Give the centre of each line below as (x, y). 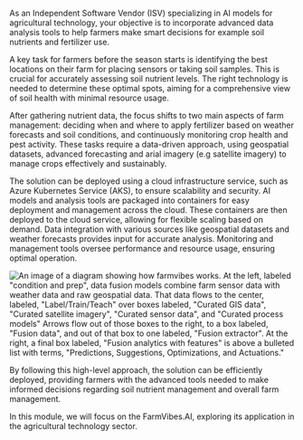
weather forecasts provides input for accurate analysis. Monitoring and (142, 239)
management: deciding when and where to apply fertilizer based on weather (151, 125)
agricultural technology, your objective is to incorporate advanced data (142, 23)
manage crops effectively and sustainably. (88, 163)
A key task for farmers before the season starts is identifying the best (139, 59)
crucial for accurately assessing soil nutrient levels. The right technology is (149, 79)
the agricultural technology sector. (73, 426)
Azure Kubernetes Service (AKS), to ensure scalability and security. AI (140, 191)
